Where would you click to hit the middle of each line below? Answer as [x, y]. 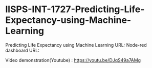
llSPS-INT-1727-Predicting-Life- [75, 9]
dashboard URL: [22, 50]
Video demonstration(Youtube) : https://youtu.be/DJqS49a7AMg [73, 60]
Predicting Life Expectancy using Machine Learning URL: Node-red [76, 45]
